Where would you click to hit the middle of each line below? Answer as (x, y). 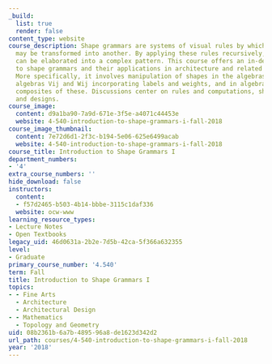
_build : (21, 16)
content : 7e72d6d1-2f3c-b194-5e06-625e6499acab (98, 136)
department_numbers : (43, 159)
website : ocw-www (45, 212)
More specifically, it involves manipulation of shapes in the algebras (141, 76)
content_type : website (47, 39)
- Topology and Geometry (57, 325)
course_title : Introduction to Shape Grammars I (92, 152)
